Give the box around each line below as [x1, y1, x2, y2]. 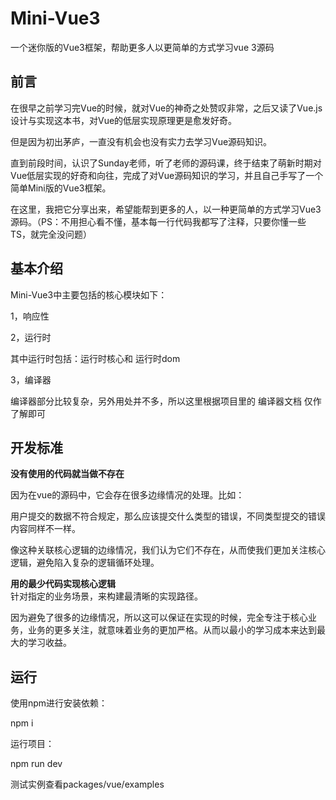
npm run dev [10, 758, 63, 770]
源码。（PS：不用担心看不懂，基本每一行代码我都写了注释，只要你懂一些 [10, 215, 307, 227]
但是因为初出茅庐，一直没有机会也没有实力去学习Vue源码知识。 [10, 135, 273, 147]
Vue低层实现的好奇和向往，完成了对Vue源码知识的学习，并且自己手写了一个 [10, 169, 324, 181]
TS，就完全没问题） [10, 228, 93, 240]
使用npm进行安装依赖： [10, 697, 108, 709]
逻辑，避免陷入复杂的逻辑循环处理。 [10, 557, 160, 569]
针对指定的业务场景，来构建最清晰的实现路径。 [10, 590, 203, 602]
